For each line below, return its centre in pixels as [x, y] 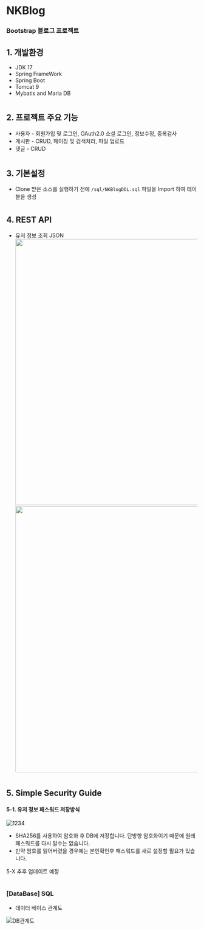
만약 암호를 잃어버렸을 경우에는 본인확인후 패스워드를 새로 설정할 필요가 [99, 851]
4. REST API [29, 220]
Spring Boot [30, 80]
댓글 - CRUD [30, 148]
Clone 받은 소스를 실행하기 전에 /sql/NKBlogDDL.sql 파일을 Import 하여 [100, 189]
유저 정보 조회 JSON [39, 235]
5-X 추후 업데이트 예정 [33, 872]
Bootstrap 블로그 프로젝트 [43, 31]
